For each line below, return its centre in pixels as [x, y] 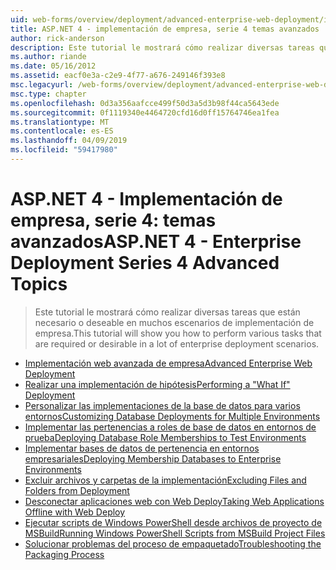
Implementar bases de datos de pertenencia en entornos [142, 448]
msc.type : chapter [48, 94]
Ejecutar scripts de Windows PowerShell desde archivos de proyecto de [173, 522]
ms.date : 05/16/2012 [53, 66]
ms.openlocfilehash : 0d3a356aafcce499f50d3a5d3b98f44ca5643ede [145, 103]
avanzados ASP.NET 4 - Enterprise [156, 242]
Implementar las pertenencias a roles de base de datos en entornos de [170, 427]
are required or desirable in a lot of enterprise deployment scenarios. [177, 343]
